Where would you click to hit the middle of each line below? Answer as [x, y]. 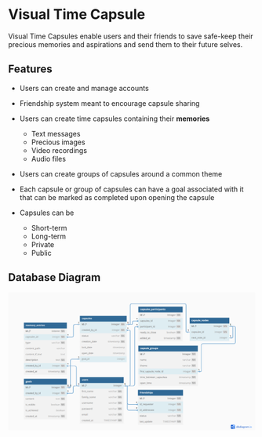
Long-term [49, 236]
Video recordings [59, 150]
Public [42, 253]
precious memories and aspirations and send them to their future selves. [126, 44]
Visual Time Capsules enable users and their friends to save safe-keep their [131, 36]
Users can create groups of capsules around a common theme [121, 173]
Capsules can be [47, 213]
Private [43, 244]
